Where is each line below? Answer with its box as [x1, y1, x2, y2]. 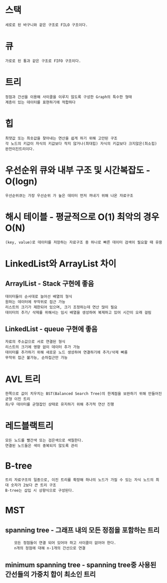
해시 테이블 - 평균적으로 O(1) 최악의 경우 [5, 211, 160, 223]
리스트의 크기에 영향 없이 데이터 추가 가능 [5, 344, 80, 350]
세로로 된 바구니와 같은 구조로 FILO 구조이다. [5, 22, 88, 28]
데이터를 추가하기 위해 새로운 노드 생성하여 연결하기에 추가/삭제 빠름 [5, 350, 128, 355]
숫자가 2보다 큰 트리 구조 [10, 483, 56, 488]
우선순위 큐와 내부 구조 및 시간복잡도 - [5, 164, 151, 176]
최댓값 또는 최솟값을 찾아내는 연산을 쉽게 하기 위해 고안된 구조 [5, 136, 118, 141]
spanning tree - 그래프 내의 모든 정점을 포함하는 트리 [5, 526, 160, 534]
